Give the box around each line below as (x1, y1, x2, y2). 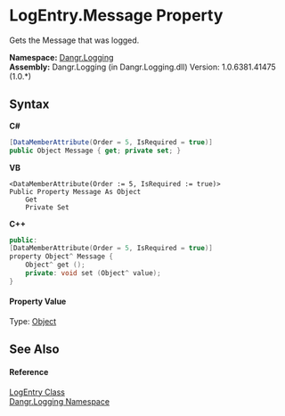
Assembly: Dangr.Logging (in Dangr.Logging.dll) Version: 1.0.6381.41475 (9, 61, 276, 72)
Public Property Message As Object (9, 187, 142, 196)
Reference (9, 366, 49, 377)
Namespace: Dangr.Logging (9, 52, 114, 62)
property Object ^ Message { (9, 252, 114, 261)
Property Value (9, 296, 67, 307)
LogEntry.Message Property (9, 5, 224, 26)
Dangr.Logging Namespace (9, 396, 110, 406)
